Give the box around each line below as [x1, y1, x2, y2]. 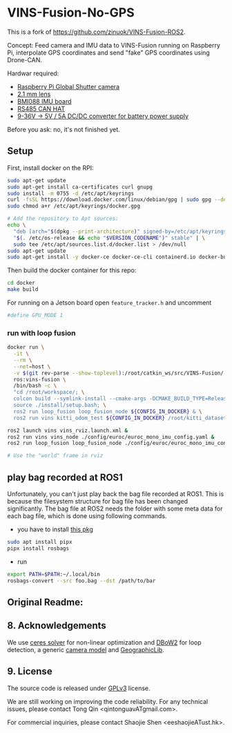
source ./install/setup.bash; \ [13, 402, 107, 409]
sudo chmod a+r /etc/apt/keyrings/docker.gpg [7, 202, 140, 210]
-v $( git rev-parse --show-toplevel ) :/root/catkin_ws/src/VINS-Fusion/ [13, 370, 224, 377]
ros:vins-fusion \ [13, 376, 67, 383]
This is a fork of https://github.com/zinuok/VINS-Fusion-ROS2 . [7, 28, 186, 36]
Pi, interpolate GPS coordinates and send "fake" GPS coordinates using [7, 48, 211, 57]
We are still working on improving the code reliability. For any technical [7, 697, 209, 705]
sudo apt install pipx [7, 538, 72, 545]
